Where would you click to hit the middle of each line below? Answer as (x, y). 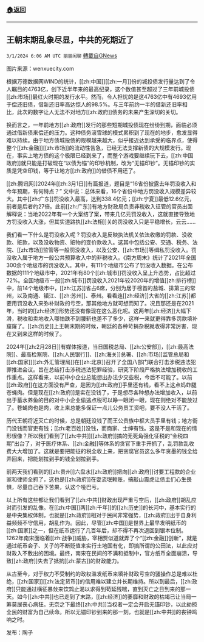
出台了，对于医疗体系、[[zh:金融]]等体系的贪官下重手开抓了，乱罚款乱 (102, 444)
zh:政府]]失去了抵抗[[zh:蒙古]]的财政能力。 (69, 561)
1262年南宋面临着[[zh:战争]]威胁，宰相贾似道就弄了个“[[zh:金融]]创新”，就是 (102, 538)
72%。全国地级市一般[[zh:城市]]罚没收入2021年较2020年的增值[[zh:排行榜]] (101, 280)
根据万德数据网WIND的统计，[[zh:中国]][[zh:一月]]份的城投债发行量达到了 (98, 82)
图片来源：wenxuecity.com (40, 69)
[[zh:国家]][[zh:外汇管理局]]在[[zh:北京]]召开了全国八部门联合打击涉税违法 (99, 362)
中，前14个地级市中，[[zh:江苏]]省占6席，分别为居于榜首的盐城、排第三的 (98, 288)
